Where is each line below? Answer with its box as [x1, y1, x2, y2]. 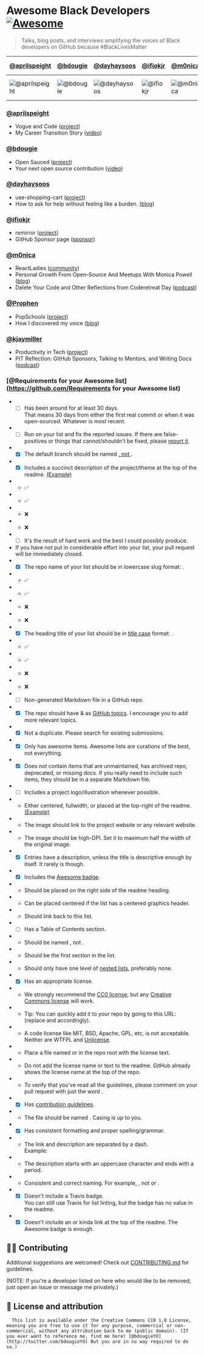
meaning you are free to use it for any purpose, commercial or [6, 1323, 172, 1329]
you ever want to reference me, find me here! [6, 1333, 126, 1340]
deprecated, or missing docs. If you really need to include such [24, 769, 182, 777]
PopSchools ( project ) [15, 313, 69, 320]
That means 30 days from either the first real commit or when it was [24, 411, 195, 418]
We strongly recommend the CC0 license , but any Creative [24, 991, 172, 998]
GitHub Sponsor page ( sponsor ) [15, 235, 95, 243]
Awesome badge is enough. [24, 1225, 94, 1232]
